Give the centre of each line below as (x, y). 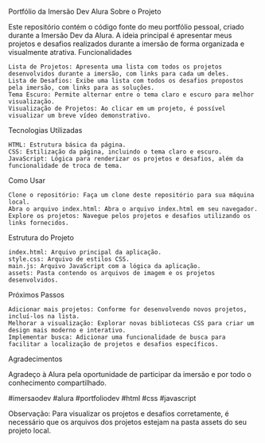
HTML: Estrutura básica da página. (67, 145)
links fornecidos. (39, 223)
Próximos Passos (37, 295)
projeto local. (30, 430)
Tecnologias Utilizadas (45, 130)
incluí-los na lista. (44, 317)
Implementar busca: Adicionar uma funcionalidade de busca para (117, 337)
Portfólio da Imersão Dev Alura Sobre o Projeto (85, 12)
